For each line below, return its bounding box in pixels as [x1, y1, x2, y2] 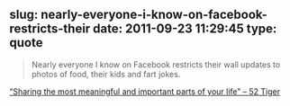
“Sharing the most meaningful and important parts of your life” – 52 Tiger [9, 85, 281, 97]
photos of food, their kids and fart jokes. [31, 68, 181, 79]
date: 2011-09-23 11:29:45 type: [93, 22, 277, 37]
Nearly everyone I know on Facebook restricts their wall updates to [31, 58, 281, 70]
